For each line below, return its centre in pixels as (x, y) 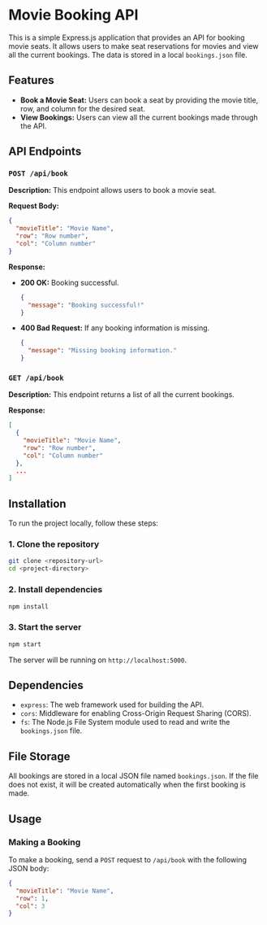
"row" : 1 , (32, 898)
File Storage (39, 756)
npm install (28, 606)
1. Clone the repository (54, 544)
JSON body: (29, 868)
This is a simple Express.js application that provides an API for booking (127, 37)
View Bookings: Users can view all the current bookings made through (139, 117)
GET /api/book (36, 377)
